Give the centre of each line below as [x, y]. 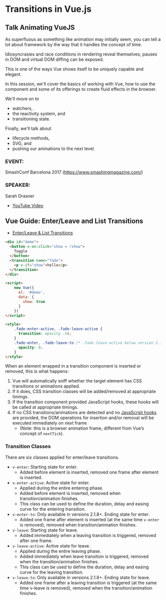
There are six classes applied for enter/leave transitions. [62, 457]
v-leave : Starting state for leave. [45, 530]
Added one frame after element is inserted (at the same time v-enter [89, 519]
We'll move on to [22, 99]
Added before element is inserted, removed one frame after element [89, 472]
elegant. [14, 74]
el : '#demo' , [32, 293]
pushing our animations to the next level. [54, 149]
